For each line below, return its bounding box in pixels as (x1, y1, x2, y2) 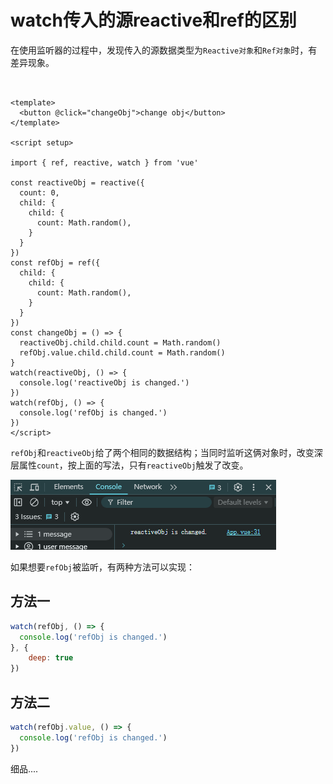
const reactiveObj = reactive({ (10, 177, 145, 188)
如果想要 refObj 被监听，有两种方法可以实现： (10, 561, 195, 573)
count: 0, (19, 187, 60, 198)
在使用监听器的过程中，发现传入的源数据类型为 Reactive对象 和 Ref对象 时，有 (10, 44, 318, 56)
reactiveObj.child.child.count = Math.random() (19, 337, 222, 348)
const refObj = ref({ (10, 257, 101, 268)
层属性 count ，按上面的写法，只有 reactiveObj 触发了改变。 (10, 459, 249, 471)
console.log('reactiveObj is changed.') (19, 377, 190, 388)
